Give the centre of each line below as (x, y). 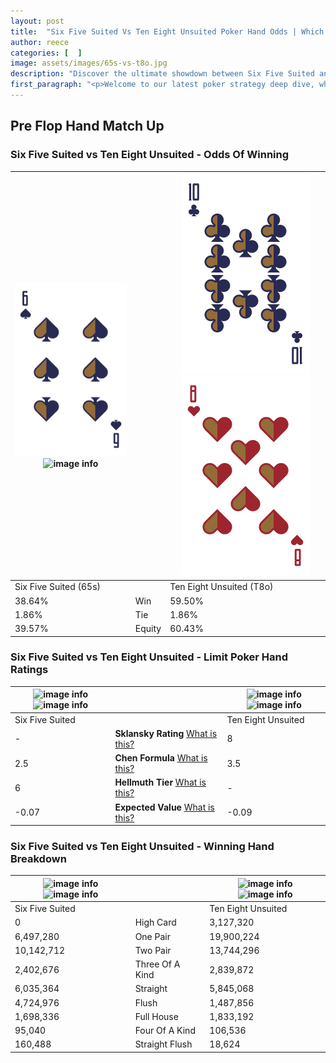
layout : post (37, 21)
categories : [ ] (46, 53)
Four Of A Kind (165, 1031)
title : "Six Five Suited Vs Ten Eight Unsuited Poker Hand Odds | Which (167, 31)
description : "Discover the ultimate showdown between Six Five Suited (162, 74)
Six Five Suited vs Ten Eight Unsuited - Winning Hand (142, 847)
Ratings (29, 670)
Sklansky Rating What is (166, 733)
